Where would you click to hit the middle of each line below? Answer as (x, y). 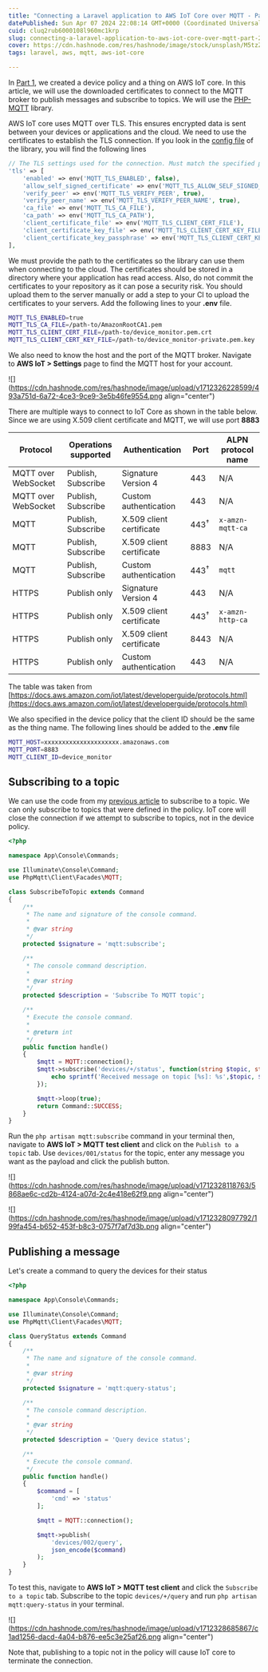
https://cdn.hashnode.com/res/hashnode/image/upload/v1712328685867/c (135, 1628)
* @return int (49, 1032)
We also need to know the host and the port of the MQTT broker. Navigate (130, 355)
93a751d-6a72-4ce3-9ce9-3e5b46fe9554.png (86, 396)
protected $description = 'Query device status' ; (107, 1440)
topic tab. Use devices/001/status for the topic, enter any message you (126, 1153)
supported (91, 455)
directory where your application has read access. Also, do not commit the (131, 277)
